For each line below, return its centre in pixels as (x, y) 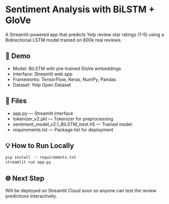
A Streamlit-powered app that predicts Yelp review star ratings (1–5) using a (85, 34)
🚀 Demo (18, 56)
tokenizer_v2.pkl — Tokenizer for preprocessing (63, 118)
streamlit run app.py (28, 162)
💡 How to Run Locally (40, 145)
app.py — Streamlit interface (43, 113)
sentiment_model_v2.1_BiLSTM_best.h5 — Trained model (73, 124)
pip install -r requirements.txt (41, 157)
